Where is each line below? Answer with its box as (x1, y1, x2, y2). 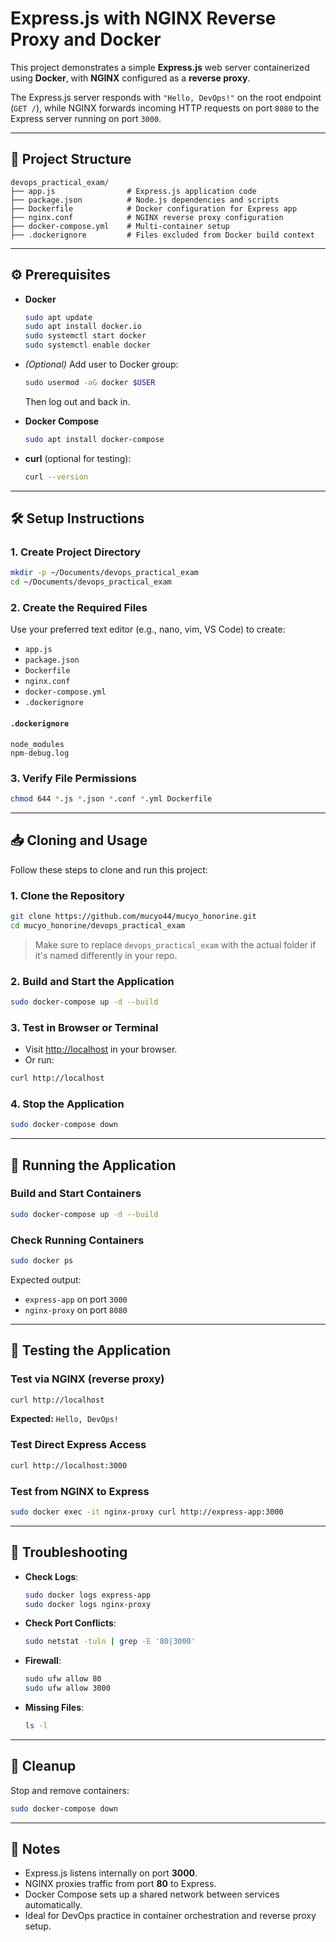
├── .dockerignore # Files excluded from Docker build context (10, 230, 315, 240)
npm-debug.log (10, 748, 70, 758)
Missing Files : (24, 1702, 85, 1713)
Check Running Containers (10, 1233, 145, 1247)
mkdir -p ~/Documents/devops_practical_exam (10, 568, 199, 578)
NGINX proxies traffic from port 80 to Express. (24, 1878, 217, 1890)
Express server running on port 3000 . (10, 112, 162, 124)
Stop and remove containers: (10, 1784, 130, 1796)
